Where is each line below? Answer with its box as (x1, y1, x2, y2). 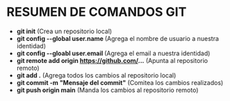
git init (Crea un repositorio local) (16, 27, 113, 35)
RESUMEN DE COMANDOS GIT (6, 4, 187, 20)
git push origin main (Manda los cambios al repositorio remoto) (16, 86, 199, 94)
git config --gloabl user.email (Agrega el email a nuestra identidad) (16, 49, 211, 57)
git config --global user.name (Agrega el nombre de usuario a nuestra (16, 34, 220, 42)
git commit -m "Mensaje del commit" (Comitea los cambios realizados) (16, 78, 224, 86)
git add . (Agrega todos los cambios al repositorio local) (16, 71, 176, 80)
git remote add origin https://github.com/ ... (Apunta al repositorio (16, 56, 208, 64)
